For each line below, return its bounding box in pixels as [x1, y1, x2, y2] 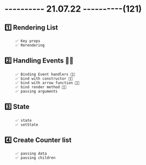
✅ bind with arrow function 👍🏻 [15, 80, 80, 85]
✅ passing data [15, 151, 47, 156]
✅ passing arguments [15, 89, 58, 94]
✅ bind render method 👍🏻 [15, 84, 66, 89]
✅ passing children [15, 155, 56, 161]
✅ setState [15, 122, 38, 127]
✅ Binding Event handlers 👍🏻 [15, 72, 75, 77]
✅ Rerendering [15, 43, 45, 48]
